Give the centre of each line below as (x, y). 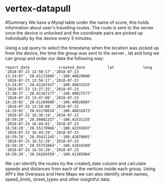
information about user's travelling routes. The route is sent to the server (80, 27)
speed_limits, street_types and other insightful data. (58, 179)
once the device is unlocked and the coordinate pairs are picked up (74, 33)
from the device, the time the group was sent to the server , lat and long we (82, 53)
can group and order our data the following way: (55, 58)
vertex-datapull (38, 9)
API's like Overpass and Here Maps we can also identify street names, (77, 174)
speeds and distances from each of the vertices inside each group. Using (80, 169)
